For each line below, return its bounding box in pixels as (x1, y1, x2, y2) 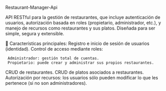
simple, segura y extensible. (5, 31, 65, 36)
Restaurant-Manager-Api (5, 5, 58, 10)
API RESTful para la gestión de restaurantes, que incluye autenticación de (5, 14, 161, 20)
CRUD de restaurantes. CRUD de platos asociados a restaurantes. (5, 69, 144, 75)
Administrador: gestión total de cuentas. (7, 56, 100, 61)
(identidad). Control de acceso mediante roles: (5, 46, 103, 52)
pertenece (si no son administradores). (5, 80, 87, 86)
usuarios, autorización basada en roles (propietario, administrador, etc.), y (5, 20, 161, 26)
